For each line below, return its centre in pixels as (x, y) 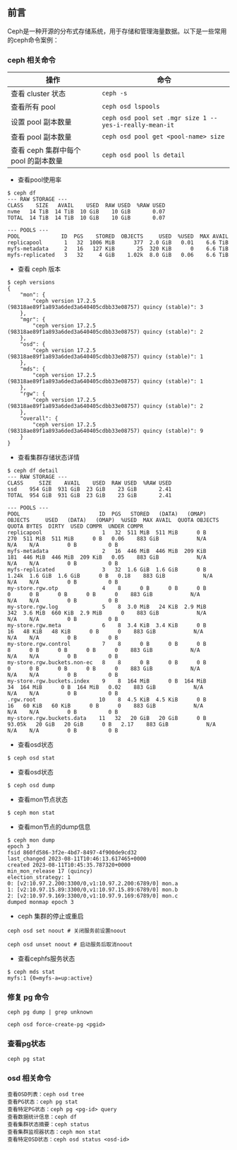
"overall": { (39, 419)
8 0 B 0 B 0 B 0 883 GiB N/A (104, 650)
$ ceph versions (31, 283)
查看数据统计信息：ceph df (42, 1117)
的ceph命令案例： (34, 40)
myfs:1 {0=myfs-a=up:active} (50, 978)
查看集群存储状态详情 (48, 458)
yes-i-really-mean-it (138, 125)
